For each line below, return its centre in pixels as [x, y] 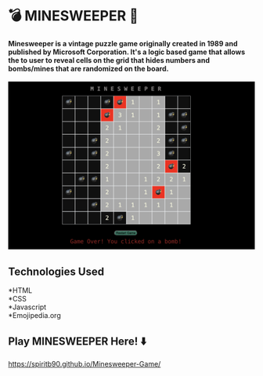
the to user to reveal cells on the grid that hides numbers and [109, 60]
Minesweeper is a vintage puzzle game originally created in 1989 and [123, 43]
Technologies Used [56, 271]
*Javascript [27, 307]
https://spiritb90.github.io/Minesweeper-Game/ [85, 364]
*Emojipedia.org [34, 316]
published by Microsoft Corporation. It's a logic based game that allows [126, 52]
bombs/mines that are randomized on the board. [88, 68]
